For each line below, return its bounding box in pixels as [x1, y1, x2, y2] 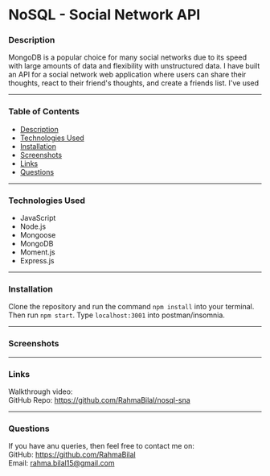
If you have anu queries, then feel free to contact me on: [8, 441, 195, 451]
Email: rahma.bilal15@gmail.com [8, 458, 115, 468]
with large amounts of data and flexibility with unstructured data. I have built [8, 61, 260, 71]
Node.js [19, 221, 47, 231]
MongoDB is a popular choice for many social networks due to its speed [8, 52, 247, 62]
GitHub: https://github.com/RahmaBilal [8, 449, 136, 460]
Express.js [19, 256, 55, 266]
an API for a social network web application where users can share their [8, 70, 247, 80]
